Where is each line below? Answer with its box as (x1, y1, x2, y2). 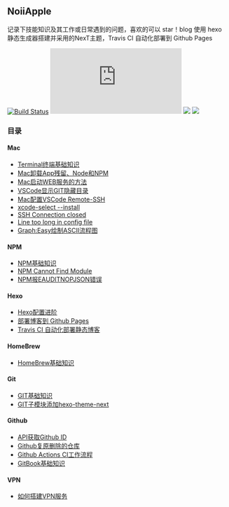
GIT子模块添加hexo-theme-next (17, 400, 109, 408)
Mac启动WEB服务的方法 (17, 178, 88, 186)
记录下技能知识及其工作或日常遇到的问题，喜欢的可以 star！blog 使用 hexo (7, 24, 222, 34)
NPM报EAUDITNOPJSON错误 (17, 276, 103, 284)
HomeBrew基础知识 (17, 358, 75, 366)
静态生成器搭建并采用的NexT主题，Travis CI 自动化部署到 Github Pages (7, 34, 213, 42)
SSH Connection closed (17, 210, 86, 219)
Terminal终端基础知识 (17, 160, 80, 169)
